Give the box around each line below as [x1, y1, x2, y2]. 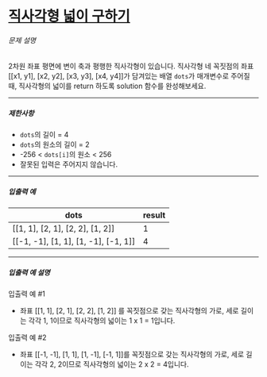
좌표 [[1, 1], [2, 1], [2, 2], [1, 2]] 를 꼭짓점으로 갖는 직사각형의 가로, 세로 [19, 306, 239, 316]
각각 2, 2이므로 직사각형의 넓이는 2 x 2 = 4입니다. [34, 360, 189, 369]
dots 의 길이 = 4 [19, 130, 69, 140]
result [142, 210, 166, 221]
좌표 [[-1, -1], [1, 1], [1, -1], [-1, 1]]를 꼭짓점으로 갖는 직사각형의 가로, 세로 [19, 350, 245, 360]
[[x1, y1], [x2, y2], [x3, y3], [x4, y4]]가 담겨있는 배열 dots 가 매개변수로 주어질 [8, 71, 250, 81]
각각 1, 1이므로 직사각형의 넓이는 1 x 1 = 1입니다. [28, 316, 176, 325]
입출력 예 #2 [8, 333, 47, 342]
